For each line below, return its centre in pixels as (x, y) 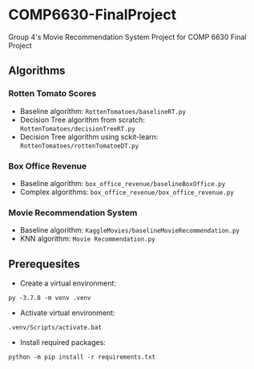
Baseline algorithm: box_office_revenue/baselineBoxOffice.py (123, 183)
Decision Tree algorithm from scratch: (83, 120)
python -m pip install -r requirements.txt (82, 357)
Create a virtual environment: (68, 283)
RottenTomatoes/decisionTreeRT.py (77, 129)
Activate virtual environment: (67, 313)
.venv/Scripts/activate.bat (55, 328)
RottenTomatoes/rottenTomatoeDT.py (79, 146)
